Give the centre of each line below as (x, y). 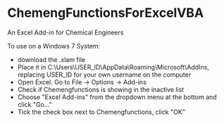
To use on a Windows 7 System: (54, 46)
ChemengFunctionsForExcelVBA (106, 13)
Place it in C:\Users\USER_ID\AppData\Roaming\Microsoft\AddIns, (113, 67)
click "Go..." (35, 104)
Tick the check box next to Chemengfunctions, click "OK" (101, 112)
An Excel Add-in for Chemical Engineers (66, 32)
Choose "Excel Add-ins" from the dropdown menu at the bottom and (117, 97)
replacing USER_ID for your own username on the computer (104, 75)
